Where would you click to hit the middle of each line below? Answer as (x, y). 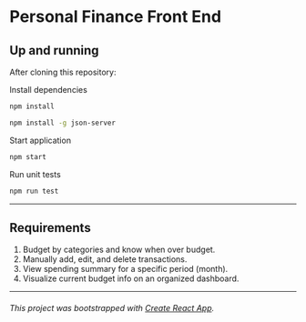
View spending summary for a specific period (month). (125, 269)
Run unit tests (35, 174)
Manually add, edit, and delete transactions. (105, 259)
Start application (40, 140)
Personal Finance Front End (115, 17)
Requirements (50, 228)
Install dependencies (49, 90)
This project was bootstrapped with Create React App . (112, 307)
